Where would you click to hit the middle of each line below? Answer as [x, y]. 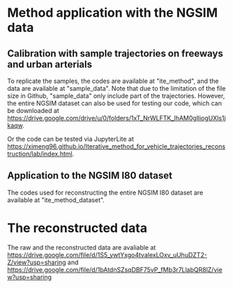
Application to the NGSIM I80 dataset [90, 176]
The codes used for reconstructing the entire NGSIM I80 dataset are [105, 192]
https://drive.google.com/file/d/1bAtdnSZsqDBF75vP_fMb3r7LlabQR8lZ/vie [115, 269]
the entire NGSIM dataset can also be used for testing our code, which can [114, 103]
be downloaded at [33, 111]
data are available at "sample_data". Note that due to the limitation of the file [116, 88]
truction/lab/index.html [40, 154]
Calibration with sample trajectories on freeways [115, 53]
